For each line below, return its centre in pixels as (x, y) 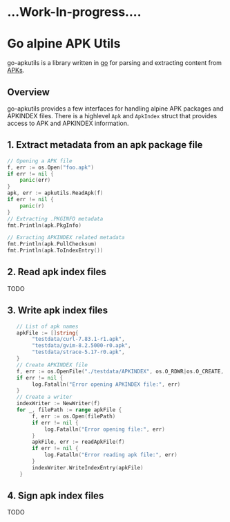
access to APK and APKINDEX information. (68, 123)
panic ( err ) (35, 180)
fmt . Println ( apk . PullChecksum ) (52, 244)
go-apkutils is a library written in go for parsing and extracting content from (115, 63)
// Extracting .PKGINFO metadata (55, 218)
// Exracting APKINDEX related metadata (66, 238)
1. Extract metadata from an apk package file (105, 145)
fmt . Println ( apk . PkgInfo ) (44, 225)
